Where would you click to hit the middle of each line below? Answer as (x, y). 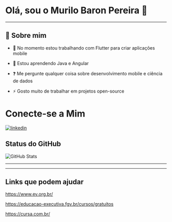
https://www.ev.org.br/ (29, 194)
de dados (23, 81)
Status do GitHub (33, 144)
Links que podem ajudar (45, 182)
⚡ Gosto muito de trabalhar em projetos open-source (68, 91)
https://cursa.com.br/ (28, 214)
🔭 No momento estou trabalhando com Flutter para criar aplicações (84, 48)
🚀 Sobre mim (26, 36)
